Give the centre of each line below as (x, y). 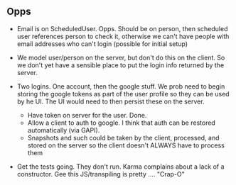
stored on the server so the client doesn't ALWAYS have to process (126, 145)
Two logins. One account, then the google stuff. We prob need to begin (121, 86)
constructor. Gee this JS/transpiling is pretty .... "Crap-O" (101, 174)
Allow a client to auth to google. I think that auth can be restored (122, 123)
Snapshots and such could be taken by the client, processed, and (123, 138)
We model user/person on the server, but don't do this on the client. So (121, 57)
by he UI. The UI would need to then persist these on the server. (111, 101)
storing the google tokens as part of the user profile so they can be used (123, 94)
